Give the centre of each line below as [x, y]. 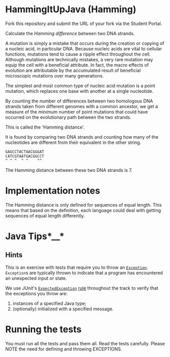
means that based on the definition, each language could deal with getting [83, 210]
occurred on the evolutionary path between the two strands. [68, 117]
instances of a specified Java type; [49, 303]
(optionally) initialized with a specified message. [63, 309]
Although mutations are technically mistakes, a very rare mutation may [79, 59]
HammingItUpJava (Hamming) [71, 9]
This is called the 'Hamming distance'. [45, 127]
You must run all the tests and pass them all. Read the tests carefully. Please [85, 343]
